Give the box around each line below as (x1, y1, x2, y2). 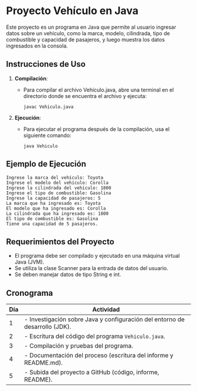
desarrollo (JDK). (24, 323, 72, 331)
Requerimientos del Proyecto (6, 237, 114, 247)
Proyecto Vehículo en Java (6, 4, 139, 18)
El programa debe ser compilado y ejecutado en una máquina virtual (14, 252, 180, 259)
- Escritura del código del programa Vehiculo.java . (24, 332, 165, 341)
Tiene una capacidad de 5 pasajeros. (6, 221, 98, 227)
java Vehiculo (23, 143, 58, 149)
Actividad (92, 305, 120, 314)
